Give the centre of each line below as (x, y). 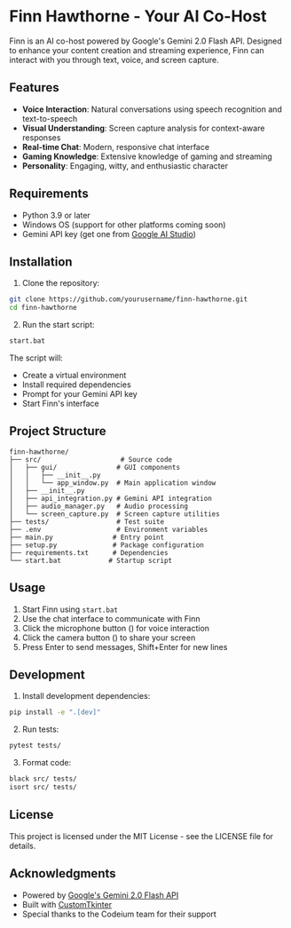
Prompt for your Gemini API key (79, 394)
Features (34, 87)
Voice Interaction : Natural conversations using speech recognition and (152, 109)
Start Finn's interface (60, 403)
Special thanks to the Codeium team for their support (119, 914)
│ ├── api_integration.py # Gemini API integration (111, 498)
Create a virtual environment (74, 375)
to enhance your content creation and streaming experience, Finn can (137, 50)
